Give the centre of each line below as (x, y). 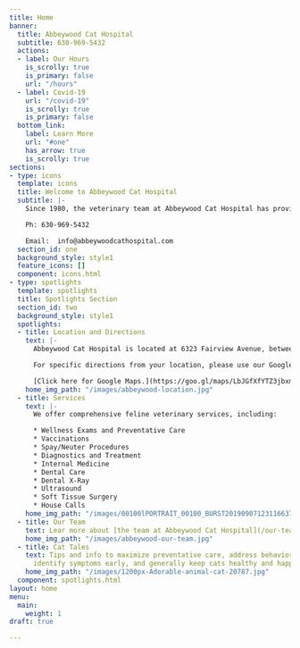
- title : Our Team (52, 522)
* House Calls (59, 506)
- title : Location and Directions (81, 332)
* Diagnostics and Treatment (87, 455)
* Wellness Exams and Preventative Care (109, 431)
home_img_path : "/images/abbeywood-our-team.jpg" (120, 539)
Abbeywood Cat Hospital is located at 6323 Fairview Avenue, (149, 349)
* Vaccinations (61, 439)
